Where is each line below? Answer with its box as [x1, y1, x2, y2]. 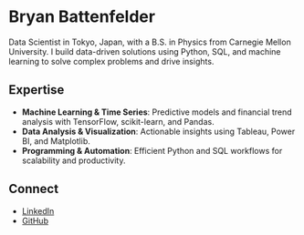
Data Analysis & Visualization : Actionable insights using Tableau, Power [21, 126, 296, 137]
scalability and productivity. [21, 155, 126, 166]
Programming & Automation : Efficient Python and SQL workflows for [21, 145, 283, 156]
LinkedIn [21, 205, 55, 216]
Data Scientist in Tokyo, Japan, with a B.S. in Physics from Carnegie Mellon [8, 36, 291, 47]
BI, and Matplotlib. [21, 135, 90, 147]
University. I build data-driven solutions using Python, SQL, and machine [8, 46, 281, 56]
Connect [8, 181, 59, 197]
